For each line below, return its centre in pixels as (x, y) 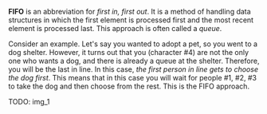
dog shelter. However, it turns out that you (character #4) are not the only (129, 52)
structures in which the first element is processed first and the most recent (131, 20)
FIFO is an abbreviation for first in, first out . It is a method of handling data (130, 12)
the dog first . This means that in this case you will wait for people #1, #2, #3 (133, 78)
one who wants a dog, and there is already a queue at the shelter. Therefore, (134, 61)
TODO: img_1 (29, 102)
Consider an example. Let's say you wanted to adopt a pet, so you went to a (133, 44)
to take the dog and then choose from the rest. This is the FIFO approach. (129, 86)
